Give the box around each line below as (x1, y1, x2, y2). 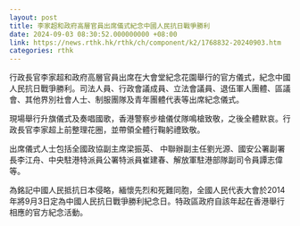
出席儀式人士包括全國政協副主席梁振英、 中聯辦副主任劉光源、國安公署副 (9, 144, 278, 155)
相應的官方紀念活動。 (9, 207, 87, 218)
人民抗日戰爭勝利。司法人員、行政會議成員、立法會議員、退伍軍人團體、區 (9, 83, 283, 94)
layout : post (9, 13, 58, 22)
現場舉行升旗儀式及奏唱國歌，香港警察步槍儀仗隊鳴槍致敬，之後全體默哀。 (9, 113, 283, 124)
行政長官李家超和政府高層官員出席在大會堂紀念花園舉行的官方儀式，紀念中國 (9, 72, 291, 83)
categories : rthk (9, 46, 74, 55)
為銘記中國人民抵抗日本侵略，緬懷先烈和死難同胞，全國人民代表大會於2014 (9, 185, 286, 196)
